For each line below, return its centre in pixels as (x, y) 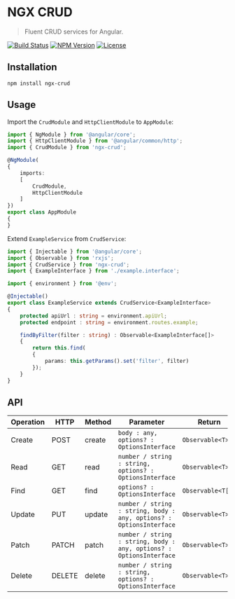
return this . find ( (59, 348)
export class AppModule (42, 212)
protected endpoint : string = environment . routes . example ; (109, 322)
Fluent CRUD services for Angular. (74, 32)
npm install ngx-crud (39, 83)
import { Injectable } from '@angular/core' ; (74, 252)
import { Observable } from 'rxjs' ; (60, 258)
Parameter (147, 422)
